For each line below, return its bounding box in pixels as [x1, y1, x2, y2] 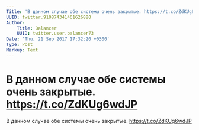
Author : [6, 19, 25, 25]
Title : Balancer [17, 25, 57, 31]
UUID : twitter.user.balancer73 [17, 31, 94, 37]
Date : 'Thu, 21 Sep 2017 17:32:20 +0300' [6, 36, 110, 42]
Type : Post [6, 42, 33, 48]
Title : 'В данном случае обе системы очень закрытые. [6, 8, 142, 15]
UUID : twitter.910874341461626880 [6, 14, 92, 20]
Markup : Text [6, 47, 38, 53]
